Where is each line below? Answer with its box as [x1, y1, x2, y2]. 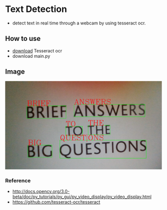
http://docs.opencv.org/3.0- [12, 188, 70, 194]
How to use [5, 34, 41, 43]
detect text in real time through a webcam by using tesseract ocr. [12, 20, 146, 26]
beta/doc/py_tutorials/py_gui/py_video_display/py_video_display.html [12, 194, 152, 200]
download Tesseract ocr [12, 47, 62, 53]
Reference [5, 177, 31, 184]
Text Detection [5, 3, 67, 15]
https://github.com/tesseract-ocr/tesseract [12, 199, 100, 205]
